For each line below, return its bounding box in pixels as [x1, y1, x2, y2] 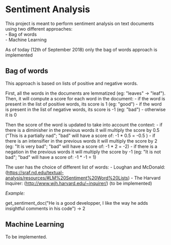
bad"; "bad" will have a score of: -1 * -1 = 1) [5, 154, 96, 160]
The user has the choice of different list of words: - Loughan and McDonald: [5, 164, 165, 170]
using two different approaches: [5, 25, 72, 32]
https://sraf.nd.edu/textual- [7, 169, 64, 175]
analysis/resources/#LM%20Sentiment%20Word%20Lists [5, 175, 129, 181]
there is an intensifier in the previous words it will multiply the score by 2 [5, 138, 157, 144]
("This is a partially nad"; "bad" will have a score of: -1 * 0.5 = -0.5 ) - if [5, 132, 156, 139]
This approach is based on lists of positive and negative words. [5, 80, 138, 86]
